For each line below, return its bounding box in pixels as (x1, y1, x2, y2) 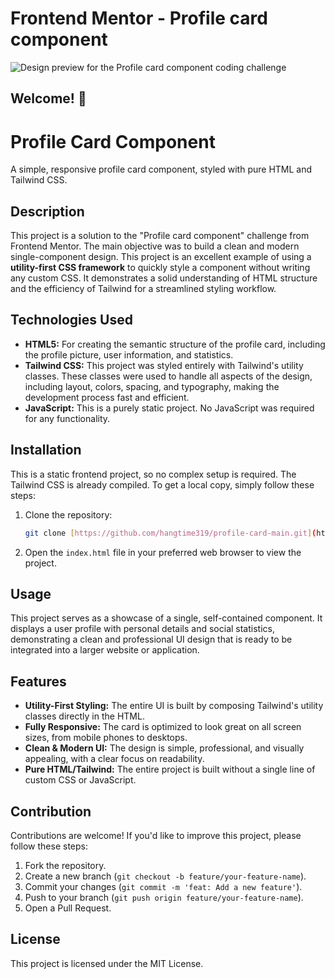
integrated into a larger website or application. (10, 644, 200, 656)
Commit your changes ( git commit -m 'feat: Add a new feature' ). (24, 881, 303, 893)
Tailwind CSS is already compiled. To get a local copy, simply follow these (10, 478, 315, 491)
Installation (10, 442, 82, 459)
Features (10, 673, 67, 690)
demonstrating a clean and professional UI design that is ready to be (10, 633, 293, 646)
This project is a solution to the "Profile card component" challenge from (10, 230, 310, 242)
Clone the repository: (24, 508, 113, 521)
